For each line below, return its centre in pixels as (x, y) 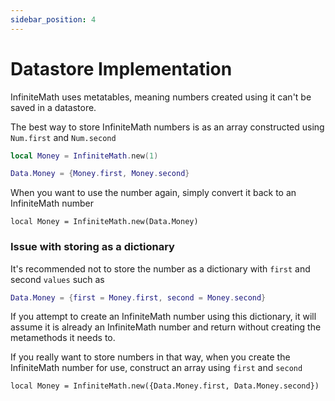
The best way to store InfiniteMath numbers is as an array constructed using (167, 127)
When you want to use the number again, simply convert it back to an (153, 193)
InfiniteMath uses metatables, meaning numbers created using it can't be (161, 97)
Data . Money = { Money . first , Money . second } (100, 174)
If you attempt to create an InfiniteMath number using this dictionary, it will (163, 317)
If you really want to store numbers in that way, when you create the (150, 357)
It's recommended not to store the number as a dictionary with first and (160, 268)
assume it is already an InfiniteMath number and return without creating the (166, 327)
